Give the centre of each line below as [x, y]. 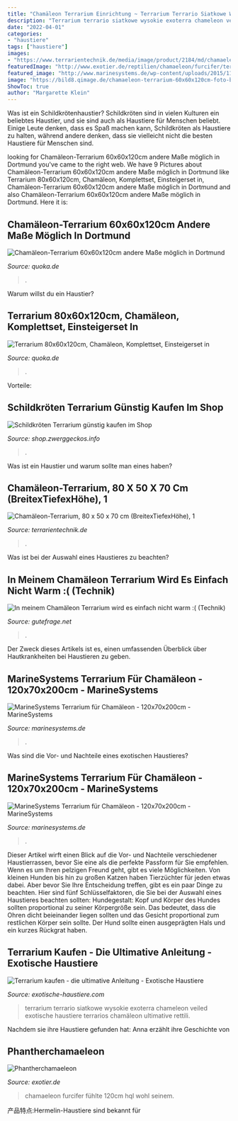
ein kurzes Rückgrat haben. [47, 930]
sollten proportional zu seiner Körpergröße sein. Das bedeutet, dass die [112, 907]
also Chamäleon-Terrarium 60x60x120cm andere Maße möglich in [104, 195]
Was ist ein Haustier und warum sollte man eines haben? [90, 466]
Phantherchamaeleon [56, 1052]
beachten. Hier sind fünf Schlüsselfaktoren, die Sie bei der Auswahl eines [114, 892]
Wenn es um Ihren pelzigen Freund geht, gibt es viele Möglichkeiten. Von [114, 869]
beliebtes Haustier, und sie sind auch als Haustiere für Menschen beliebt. [114, 120]
